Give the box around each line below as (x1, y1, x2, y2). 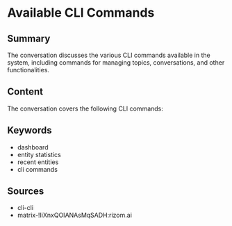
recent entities (17, 158, 59, 166)
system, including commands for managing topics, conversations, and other (7, 58, 225, 67)
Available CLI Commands (7, 5, 155, 21)
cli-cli (17, 204, 33, 212)
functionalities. (7, 66, 50, 74)
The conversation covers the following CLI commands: (7, 104, 163, 113)
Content (7, 86, 44, 98)
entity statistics (17, 150, 61, 159)
